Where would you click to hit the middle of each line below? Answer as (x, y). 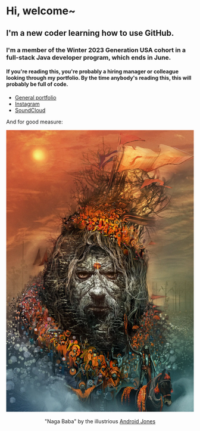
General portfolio (35, 97)
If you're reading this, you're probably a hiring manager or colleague (93, 72)
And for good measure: (35, 122)
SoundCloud (30, 110)
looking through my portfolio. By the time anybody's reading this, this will (99, 78)
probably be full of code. (37, 84)
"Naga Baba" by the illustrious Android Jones (100, 421)
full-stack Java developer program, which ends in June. (89, 57)
